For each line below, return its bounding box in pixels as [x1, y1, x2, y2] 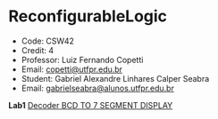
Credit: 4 [21, 44, 54, 55]
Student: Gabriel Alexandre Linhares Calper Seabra [21, 73, 210, 83]
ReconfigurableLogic [8, 6, 167, 27]
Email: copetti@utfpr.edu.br [21, 64, 122, 75]
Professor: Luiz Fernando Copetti [21, 54, 144, 65]
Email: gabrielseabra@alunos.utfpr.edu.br [21, 83, 175, 93]
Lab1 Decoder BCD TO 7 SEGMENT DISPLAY [8, 99, 173, 110]
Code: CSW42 [21, 36, 75, 46]
